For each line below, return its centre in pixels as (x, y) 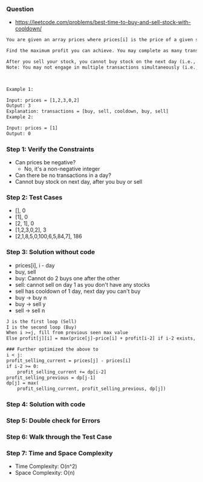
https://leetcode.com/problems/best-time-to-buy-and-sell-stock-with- (103, 22)
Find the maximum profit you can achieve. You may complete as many (94, 51)
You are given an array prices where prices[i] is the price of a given (100, 40)
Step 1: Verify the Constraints (50, 149)
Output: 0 (19, 133)
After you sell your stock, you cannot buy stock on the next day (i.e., (101, 62)
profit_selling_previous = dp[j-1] (51, 378)
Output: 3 (19, 106)
